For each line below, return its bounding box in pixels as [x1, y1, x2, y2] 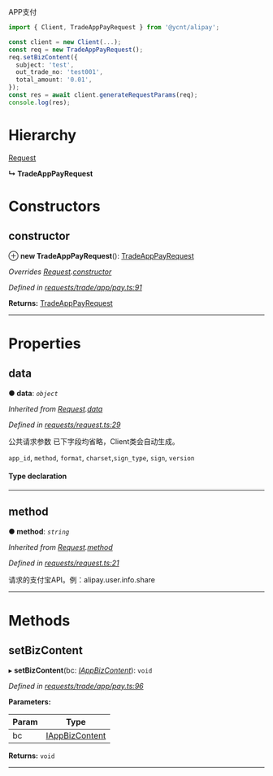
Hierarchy [8, 125, 77, 144]
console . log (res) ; [8, 98, 71, 107]
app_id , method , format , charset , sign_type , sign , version [8, 452, 195, 462]
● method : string [8, 526, 70, 536]
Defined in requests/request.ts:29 [8, 420, 121, 429]
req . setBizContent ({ [8, 53, 79, 61]
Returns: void [8, 751, 55, 761]
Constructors [8, 197, 101, 216]
